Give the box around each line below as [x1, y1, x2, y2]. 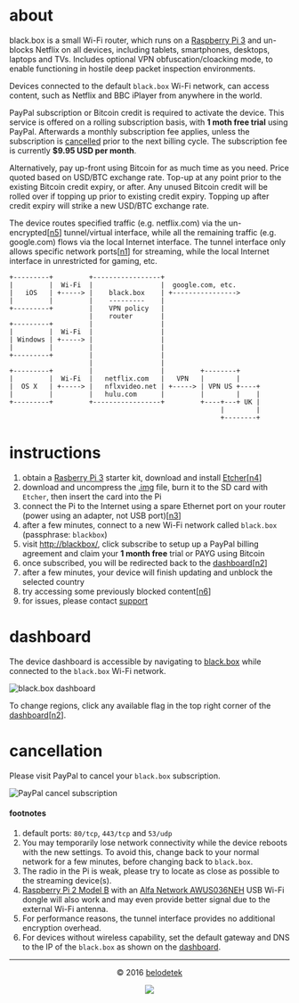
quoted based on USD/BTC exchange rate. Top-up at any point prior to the [9, 171, 282, 183]
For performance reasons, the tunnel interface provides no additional [21, 913, 276, 924]
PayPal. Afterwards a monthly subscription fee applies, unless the [9, 126, 250, 136]
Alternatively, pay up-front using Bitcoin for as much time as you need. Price [9, 162, 289, 173]
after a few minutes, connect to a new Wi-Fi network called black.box [21, 519, 278, 530]
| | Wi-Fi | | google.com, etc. [9, 280, 238, 290]
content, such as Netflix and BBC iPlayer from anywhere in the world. [9, 90, 263, 101]
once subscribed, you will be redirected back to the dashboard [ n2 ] [21, 557, 268, 568]
